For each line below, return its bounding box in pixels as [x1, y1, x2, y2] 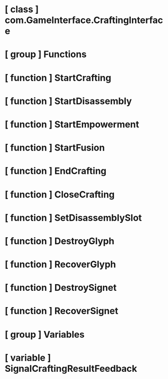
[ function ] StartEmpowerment [5, 118, 139, 130]
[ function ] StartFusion [5, 142, 105, 154]
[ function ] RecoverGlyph [5, 259, 116, 270]
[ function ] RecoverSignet [5, 305, 119, 317]
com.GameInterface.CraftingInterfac [5, 14, 163, 26]
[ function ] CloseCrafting [5, 189, 115, 200]
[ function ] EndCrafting [5, 165, 107, 177]
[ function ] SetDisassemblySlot [5, 212, 142, 223]
